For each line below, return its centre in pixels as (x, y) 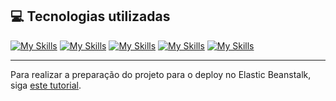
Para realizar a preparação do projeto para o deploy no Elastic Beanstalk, (161, 74)
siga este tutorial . (46, 85)
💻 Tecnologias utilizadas (90, 16)
